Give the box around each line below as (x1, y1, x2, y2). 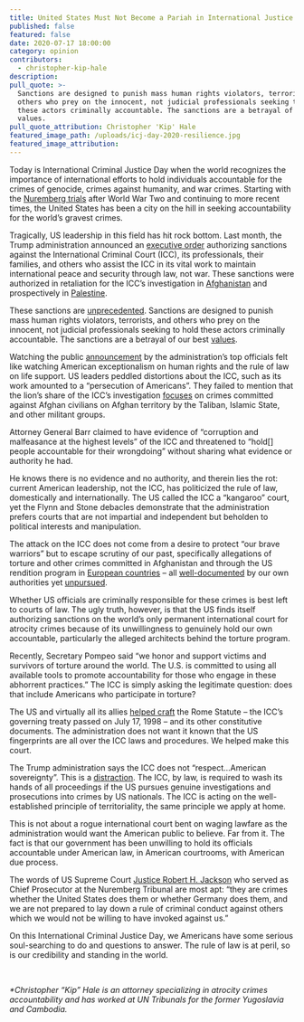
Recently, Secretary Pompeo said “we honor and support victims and (9, 650, 267, 661)
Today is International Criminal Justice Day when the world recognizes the (9, 164, 287, 175)
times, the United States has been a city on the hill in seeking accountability (9, 203, 291, 213)
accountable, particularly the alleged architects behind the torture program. (9, 632, 291, 643)
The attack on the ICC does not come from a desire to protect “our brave (9, 538, 280, 549)
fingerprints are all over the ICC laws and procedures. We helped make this (9, 734, 290, 746)
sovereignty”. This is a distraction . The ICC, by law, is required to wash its (9, 771, 283, 782)
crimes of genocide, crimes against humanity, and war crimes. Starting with (9, 183, 291, 194)
